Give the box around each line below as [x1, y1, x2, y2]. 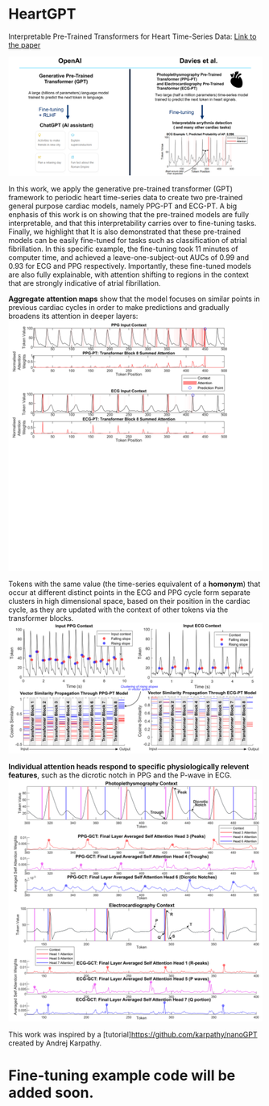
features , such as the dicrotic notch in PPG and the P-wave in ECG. [8, 770, 232, 780]
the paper [8, 40, 41, 49]
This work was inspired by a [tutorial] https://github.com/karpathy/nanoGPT [8, 1030, 258, 1040]
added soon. [8, 1083, 94, 1102]
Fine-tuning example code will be [8, 1066, 236, 1085]
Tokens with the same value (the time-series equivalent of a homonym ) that [8, 579, 261, 589]
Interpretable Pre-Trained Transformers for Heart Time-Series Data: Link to [8, 31, 257, 41]
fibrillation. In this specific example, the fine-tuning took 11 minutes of [8, 244, 239, 253]
